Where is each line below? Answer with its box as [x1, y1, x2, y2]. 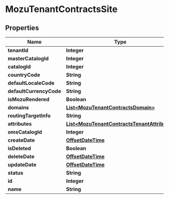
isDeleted [8, 145, 31, 152]
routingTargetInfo [8, 112, 51, 119]
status [8, 169, 24, 176]
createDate [8, 137, 35, 144]
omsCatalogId [8, 129, 42, 135]
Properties [5, 24, 39, 32]
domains [8, 104, 29, 111]
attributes [8, 121, 32, 127]
